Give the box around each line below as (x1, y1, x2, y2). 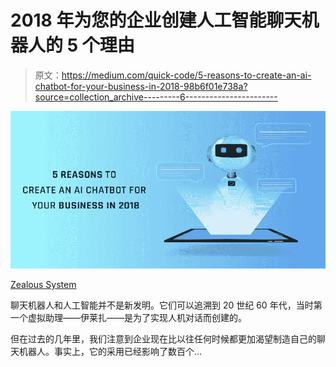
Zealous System (10, 278, 77, 290)
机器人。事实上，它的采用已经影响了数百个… (18, 345, 203, 357)
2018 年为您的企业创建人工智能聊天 (10, 9, 302, 32)
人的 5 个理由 (28, 34, 135, 57)
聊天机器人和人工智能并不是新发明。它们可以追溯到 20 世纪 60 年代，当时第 (10, 299, 323, 311)
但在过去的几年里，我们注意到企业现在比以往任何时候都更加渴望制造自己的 (10, 332, 317, 345)
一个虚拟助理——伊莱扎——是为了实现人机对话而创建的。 (10, 311, 247, 323)
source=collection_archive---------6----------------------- (34, 91, 278, 103)
